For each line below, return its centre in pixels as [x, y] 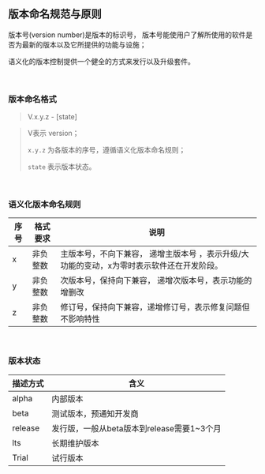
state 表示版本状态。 [62, 167]
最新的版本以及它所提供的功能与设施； [84, 44]
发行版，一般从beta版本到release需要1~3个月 [136, 428]
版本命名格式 [33, 99]
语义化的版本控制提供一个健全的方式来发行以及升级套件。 [101, 61]
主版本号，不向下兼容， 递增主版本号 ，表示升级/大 [155, 254]
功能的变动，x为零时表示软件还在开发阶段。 [142, 265]
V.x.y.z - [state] [52, 117]
